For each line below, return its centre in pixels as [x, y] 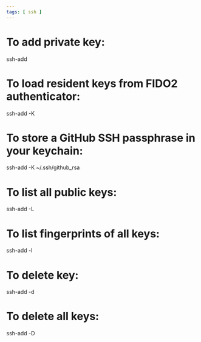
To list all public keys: [62, 192]
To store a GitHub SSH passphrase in [101, 138]
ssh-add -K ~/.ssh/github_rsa [43, 167]
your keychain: [45, 151]
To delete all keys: [53, 316]
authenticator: [43, 96]
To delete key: [43, 275]
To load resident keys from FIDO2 [92, 83]
